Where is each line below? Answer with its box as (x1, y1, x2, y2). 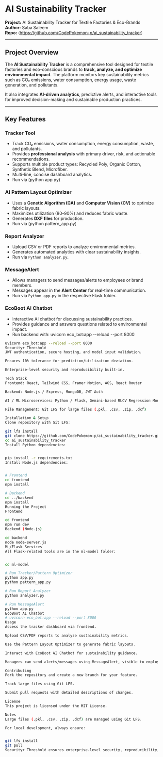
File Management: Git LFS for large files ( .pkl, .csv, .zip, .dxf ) (5, 407, 147, 412)
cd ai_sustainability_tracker (5, 438, 66, 443)
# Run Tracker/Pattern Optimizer (5, 571, 73, 576)
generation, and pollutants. (5, 82, 59, 88)
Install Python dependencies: (5, 442, 66, 447)
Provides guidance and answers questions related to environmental (12, 321, 147, 327)
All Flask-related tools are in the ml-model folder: (5, 549, 116, 554)
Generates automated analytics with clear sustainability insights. (12, 249, 141, 255)
